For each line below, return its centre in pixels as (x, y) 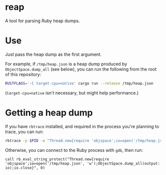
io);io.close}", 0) (25, 168)
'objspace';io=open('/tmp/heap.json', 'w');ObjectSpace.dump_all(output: (83, 163)
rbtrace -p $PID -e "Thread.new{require (47, 140)
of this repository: (23, 74)
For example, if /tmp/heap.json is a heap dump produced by (66, 64)
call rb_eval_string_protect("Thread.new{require (57, 159)
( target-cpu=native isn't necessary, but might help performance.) (72, 93)
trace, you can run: (24, 132)
